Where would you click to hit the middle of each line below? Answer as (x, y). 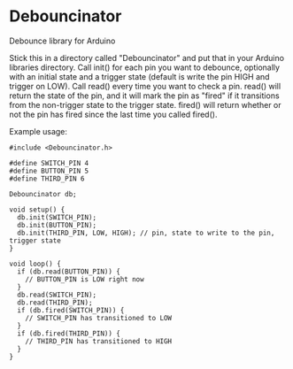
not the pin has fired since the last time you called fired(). (113, 114)
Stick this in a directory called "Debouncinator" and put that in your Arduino (147, 58)
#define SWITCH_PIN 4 (49, 163)
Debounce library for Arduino (62, 41)
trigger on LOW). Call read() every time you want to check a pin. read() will (145, 86)
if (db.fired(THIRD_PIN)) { (69, 334)
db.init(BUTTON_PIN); (57, 225)
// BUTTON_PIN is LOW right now (85, 279)
